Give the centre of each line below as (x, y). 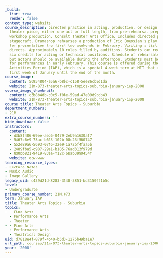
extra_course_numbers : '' (31, 117)
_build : (13, 9)
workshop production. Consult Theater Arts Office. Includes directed (82, 37)
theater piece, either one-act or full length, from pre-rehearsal (79, 32)
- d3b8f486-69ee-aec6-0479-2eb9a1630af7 (51, 136)
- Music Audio (19, 172)
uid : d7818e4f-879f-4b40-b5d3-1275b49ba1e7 (50, 239)
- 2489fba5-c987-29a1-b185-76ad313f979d (51, 149)
